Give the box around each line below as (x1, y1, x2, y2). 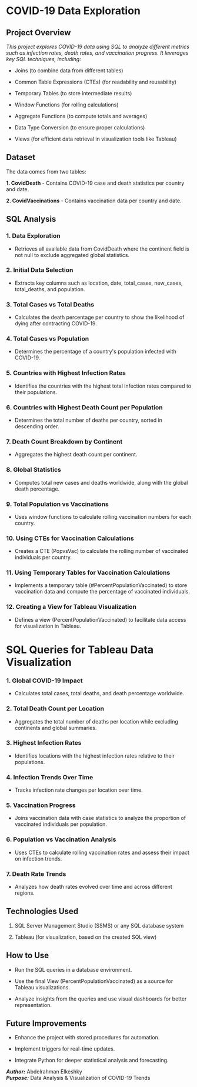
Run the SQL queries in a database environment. (14, 966, 132, 973)
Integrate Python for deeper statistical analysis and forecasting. (14, 1057, 169, 1064)
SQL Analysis (6, 214, 56, 224)
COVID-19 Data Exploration (6, 4, 141, 18)
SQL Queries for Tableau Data (6, 643, 154, 656)
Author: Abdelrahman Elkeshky (6, 1068, 82, 1075)
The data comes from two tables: (6, 168, 86, 175)
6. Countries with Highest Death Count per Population (6, 403, 163, 411)
